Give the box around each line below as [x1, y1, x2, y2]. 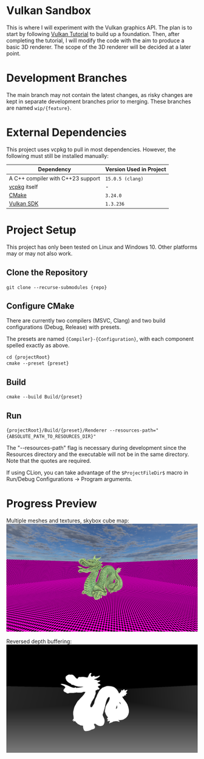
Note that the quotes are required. [6, 457, 92, 464]
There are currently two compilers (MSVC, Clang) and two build [6, 317, 166, 324]
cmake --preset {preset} [6, 360, 69, 366]
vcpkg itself [8, 183, 38, 190]
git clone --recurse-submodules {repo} [6, 284, 107, 290]
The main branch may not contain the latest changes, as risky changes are [6, 91, 193, 98]
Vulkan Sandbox [6, 4, 91, 18]
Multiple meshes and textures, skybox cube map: [6, 516, 129, 524]
